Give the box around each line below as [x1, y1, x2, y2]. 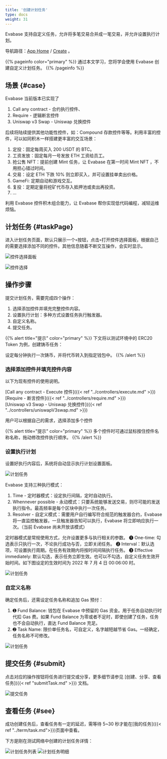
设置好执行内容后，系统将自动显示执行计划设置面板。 [5, 460, 115, 466]
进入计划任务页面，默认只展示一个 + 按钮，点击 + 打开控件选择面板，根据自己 [5, 237, 159, 243]
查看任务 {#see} [5, 707, 55, 715]
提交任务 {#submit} [5, 659, 66, 668]
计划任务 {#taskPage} [5, 222, 73, 231]
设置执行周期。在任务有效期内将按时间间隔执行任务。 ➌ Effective [18, 547, 153, 553]
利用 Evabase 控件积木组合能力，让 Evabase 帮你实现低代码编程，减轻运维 [5, 200, 159, 206]
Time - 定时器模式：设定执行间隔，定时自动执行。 [12, 493, 115, 499]
